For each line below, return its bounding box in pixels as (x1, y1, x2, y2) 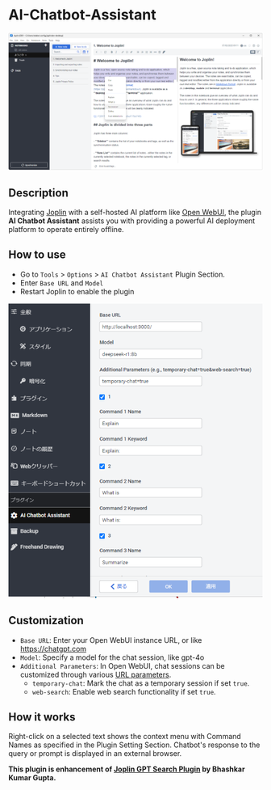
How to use (8, 248, 66, 262)
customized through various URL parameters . (19, 670, 172, 679)
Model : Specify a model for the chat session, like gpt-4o (19, 653, 205, 662)
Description (8, 186, 69, 200)
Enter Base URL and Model (19, 277, 103, 288)
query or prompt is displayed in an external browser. (8, 749, 182, 758)
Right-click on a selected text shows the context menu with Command (8, 732, 242, 741)
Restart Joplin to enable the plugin (19, 286, 135, 296)
